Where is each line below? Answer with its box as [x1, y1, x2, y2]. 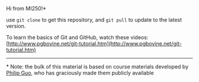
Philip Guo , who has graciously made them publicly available [6, 70, 154, 76]
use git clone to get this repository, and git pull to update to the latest [6, 16, 182, 23]
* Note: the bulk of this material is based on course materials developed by [6, 63, 189, 70]
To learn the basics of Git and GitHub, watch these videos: [6, 34, 149, 40]
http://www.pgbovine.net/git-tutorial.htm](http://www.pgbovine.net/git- [8, 40, 182, 47]
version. [6, 23, 26, 29]
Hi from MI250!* [6, 5, 46, 12]
